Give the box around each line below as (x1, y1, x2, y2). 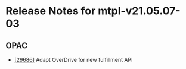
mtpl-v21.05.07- (97, 4, 181, 18)
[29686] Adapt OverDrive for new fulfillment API (14, 57, 133, 63)
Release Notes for (5, 4, 96, 18)
